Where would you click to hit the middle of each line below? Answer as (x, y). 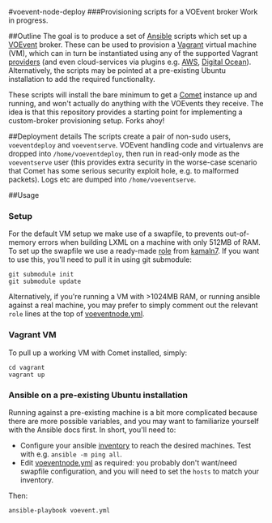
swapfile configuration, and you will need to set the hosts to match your (140, 471)
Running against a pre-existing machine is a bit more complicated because (133, 412)
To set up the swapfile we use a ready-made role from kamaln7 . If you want (134, 251)
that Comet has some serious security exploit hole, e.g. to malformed (123, 171)
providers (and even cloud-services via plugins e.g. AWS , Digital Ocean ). (130, 62)
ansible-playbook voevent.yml (59, 510)
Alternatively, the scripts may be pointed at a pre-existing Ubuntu (117, 71)
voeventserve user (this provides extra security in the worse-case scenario (133, 162)
